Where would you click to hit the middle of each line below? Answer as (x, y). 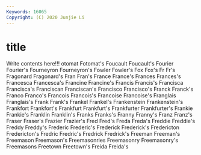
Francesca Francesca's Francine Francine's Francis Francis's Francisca (95, 83)
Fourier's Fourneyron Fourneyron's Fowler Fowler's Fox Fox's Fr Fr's (91, 70)
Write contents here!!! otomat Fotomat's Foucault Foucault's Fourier (90, 64)
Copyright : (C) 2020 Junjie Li (45, 17)
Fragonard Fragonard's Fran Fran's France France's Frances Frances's (94, 76)
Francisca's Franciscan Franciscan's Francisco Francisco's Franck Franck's (100, 89)
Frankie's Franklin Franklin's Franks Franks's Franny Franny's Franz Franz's (99, 115)
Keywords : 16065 (26, 12)
